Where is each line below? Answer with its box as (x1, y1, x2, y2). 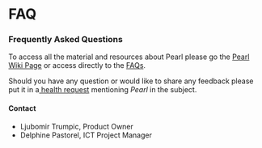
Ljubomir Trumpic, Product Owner (19, 121, 133, 131)
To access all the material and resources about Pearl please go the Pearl (8, 52, 250, 61)
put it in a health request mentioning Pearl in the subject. (8, 85, 197, 95)
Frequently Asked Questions (8, 34, 123, 45)
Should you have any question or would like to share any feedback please (8, 76, 254, 86)
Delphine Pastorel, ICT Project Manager (19, 130, 152, 140)
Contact (8, 104, 36, 113)
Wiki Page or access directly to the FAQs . (8, 61, 146, 70)
